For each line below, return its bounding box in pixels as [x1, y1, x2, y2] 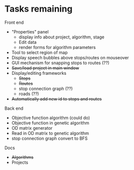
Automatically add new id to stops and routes [11, 96, 102, 102]
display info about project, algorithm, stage [18, 34, 104, 40]
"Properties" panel [11, 29, 49, 34]
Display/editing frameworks [11, 70, 66, 76]
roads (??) [18, 91, 39, 97]
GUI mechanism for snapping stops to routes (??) [11, 60, 110, 66]
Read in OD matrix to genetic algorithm [11, 130, 89, 136]
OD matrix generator [11, 125, 53, 131]
